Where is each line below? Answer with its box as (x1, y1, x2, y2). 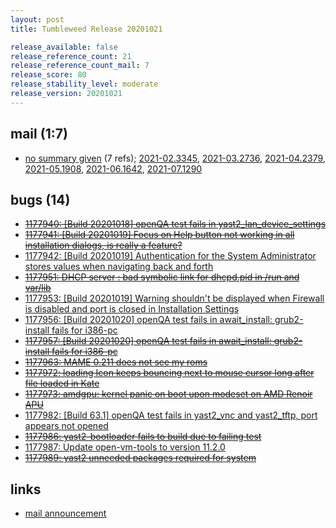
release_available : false (10, 42, 118, 52)
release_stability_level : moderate (10, 79, 159, 90)
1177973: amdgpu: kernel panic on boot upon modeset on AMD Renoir (24, 388, 313, 400)
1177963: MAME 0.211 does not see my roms (24, 356, 208, 368)
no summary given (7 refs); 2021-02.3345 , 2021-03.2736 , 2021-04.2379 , (24, 152, 326, 164)
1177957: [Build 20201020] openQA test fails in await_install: (24, 335, 272, 347)
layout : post (10, 14, 65, 25)
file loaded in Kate (24, 377, 100, 390)
